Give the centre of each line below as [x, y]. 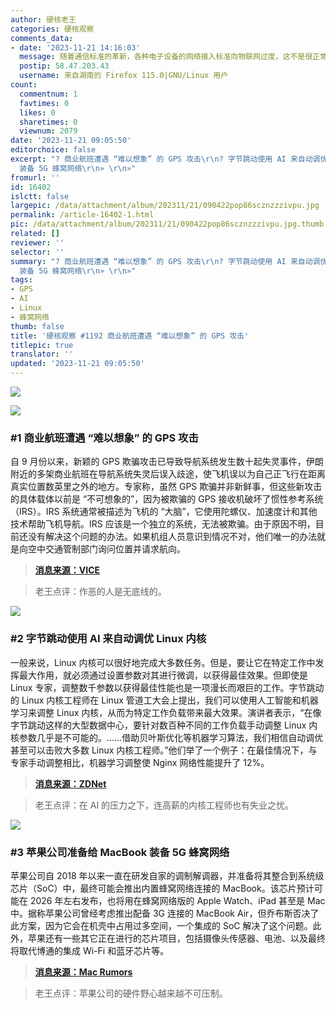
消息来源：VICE [67, 570]
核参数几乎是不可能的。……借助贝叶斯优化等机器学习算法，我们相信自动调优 [167, 737]
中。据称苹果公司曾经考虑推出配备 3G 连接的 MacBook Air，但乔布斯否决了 [165, 913]
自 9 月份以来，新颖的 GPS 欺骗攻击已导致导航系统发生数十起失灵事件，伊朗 [167, 462]
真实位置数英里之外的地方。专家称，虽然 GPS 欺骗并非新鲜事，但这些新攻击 [166, 487]
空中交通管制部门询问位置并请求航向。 [106, 549]
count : [24, 85]
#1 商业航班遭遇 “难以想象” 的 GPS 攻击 [104, 438]
